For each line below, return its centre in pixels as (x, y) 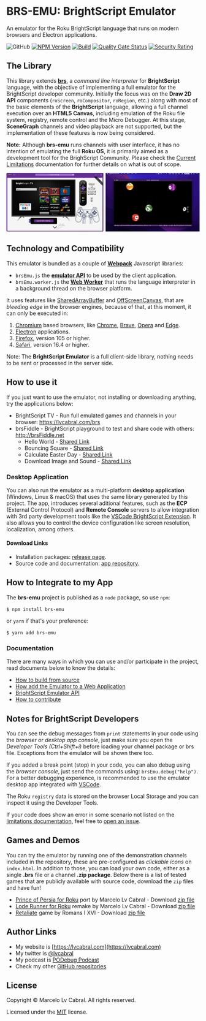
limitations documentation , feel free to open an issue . (74, 821)
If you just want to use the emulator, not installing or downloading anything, (101, 397)
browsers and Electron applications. (52, 34)
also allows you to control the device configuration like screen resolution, (99, 523)
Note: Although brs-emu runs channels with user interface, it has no (93, 145)
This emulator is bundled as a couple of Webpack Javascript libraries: (95, 263)
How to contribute (38, 699)
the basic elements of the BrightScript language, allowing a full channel (97, 107)
